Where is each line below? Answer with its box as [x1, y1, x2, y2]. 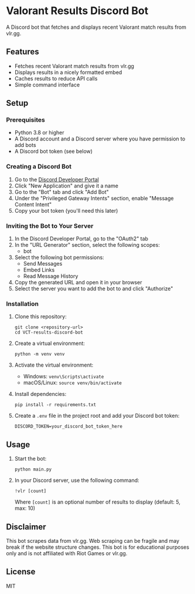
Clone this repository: [14, 313, 67, 320]
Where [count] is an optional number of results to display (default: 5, [14, 498, 180, 506]
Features [6, 47, 39, 57]
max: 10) [14, 505, 36, 512]
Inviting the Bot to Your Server [6, 222, 94, 230]
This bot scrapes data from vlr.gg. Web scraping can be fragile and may [6, 537, 180, 544]
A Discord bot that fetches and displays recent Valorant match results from [6, 24, 186, 31]
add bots [14, 142, 36, 149]
